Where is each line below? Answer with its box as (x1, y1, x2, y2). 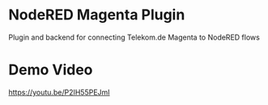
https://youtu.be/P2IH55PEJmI (8, 87, 111, 97)
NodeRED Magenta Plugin (8, 6, 185, 24)
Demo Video (8, 61, 93, 79)
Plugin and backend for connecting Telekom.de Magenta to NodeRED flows (8, 32, 261, 42)
